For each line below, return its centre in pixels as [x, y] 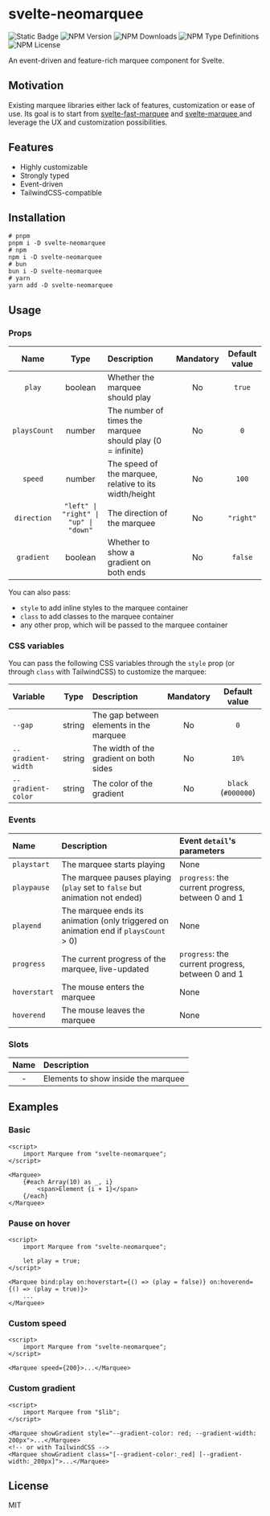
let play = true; [52, 1261]
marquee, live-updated [105, 968]
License [29, 1486]
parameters [202, 851]
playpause [31, 887]
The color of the [123, 783]
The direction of [137, 513]
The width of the [123, 749]
